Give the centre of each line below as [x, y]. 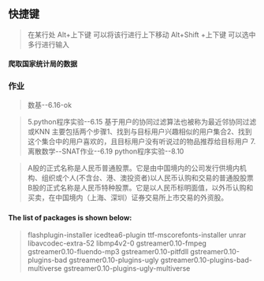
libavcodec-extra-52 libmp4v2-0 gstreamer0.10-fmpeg [117, 243]
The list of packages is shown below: [70, 217]
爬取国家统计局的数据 [43, 64]
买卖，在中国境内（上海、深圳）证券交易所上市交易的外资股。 [128, 197]
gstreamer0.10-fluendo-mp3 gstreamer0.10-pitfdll [108, 252]
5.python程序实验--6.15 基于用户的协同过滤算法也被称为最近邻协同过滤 [142, 121]
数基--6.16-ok [50, 105]
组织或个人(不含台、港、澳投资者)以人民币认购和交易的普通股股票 [148, 177]
